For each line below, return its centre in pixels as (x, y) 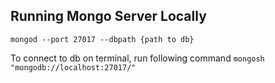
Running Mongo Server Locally (108, 16)
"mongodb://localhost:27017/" (73, 67)
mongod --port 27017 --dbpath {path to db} (102, 39)
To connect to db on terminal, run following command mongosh (137, 58)
